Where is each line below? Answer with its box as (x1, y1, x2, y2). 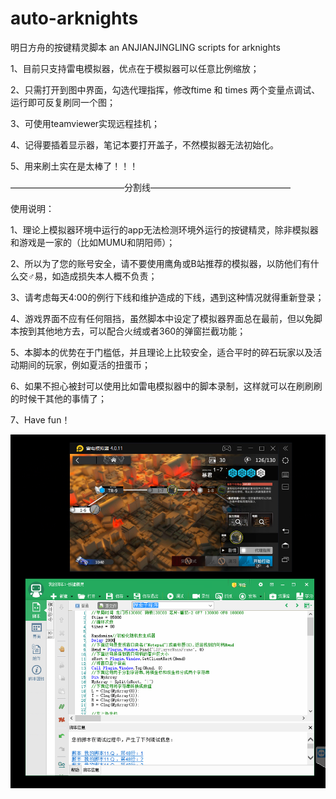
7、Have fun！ (10, 413, 71, 426)
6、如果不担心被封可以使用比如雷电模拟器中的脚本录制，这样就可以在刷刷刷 (10, 380, 323, 392)
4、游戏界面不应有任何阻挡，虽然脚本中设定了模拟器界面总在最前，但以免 (10, 312, 315, 324)
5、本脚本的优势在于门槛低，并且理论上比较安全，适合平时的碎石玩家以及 (10, 346, 314, 358)
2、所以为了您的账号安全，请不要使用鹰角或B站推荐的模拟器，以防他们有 (10, 257, 311, 269)
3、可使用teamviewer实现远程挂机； (10, 117, 161, 129)
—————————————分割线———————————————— (10, 181, 291, 193)
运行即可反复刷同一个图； (10, 96, 116, 108)
